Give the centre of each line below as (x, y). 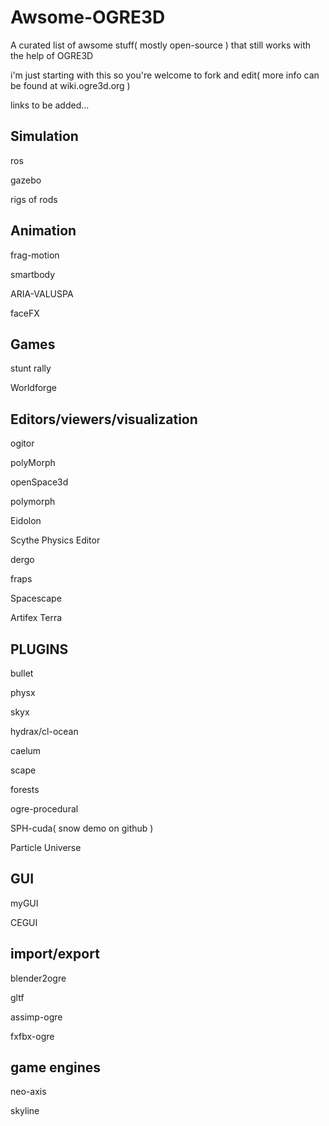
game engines (55, 1067)
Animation (43, 231)
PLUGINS (39, 649)
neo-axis (28, 1092)
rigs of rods (34, 199)
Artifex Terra (36, 618)
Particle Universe (46, 847)
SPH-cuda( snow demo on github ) (82, 828)
